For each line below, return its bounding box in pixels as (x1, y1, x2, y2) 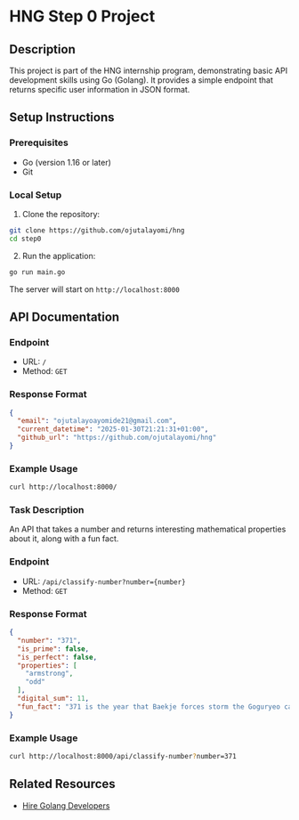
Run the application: (21, 250, 96, 261)
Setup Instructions (9, 110, 115, 126)
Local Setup (9, 189, 62, 201)
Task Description (9, 504, 85, 516)
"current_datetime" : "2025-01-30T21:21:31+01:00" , (17, 425, 209, 434)
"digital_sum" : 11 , (17, 694, 90, 703)
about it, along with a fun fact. (9, 533, 119, 544)
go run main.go (9, 267, 66, 277)
